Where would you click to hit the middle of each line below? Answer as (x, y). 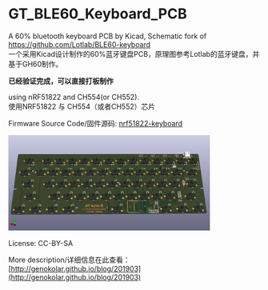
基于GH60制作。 (36, 64)
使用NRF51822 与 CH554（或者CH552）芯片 (82, 106)
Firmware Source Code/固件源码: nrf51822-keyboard (95, 123)
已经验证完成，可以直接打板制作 (61, 81)
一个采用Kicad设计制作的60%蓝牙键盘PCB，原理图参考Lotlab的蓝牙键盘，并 (134, 54)
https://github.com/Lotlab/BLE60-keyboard (79, 44)
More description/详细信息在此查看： (69, 260)
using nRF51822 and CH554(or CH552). (74, 97)
